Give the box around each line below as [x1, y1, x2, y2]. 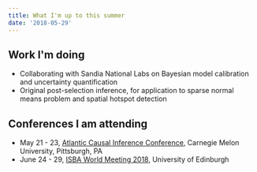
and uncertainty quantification [19, 77, 118, 87]
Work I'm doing [8, 48, 85, 62]
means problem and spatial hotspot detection [19, 94, 167, 103]
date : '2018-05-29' [8, 19, 73, 27]
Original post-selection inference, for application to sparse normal [19, 86, 234, 95]
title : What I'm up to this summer [8, 11, 125, 20]
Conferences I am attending [8, 117, 148, 130]
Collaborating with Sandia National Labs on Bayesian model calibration [19, 69, 250, 79]
